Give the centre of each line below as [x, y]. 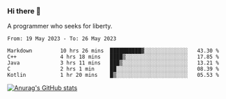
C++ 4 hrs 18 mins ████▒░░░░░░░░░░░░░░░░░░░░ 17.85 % [113, 57]
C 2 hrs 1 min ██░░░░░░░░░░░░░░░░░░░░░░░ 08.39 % [113, 69]
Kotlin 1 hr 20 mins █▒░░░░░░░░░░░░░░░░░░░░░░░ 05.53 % [113, 75]
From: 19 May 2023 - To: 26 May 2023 [62, 39]
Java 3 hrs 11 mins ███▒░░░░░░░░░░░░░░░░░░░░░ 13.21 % [113, 63]
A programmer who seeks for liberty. [60, 26]
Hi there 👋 [24, 11]
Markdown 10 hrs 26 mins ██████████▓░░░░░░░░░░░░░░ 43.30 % [113, 51]
